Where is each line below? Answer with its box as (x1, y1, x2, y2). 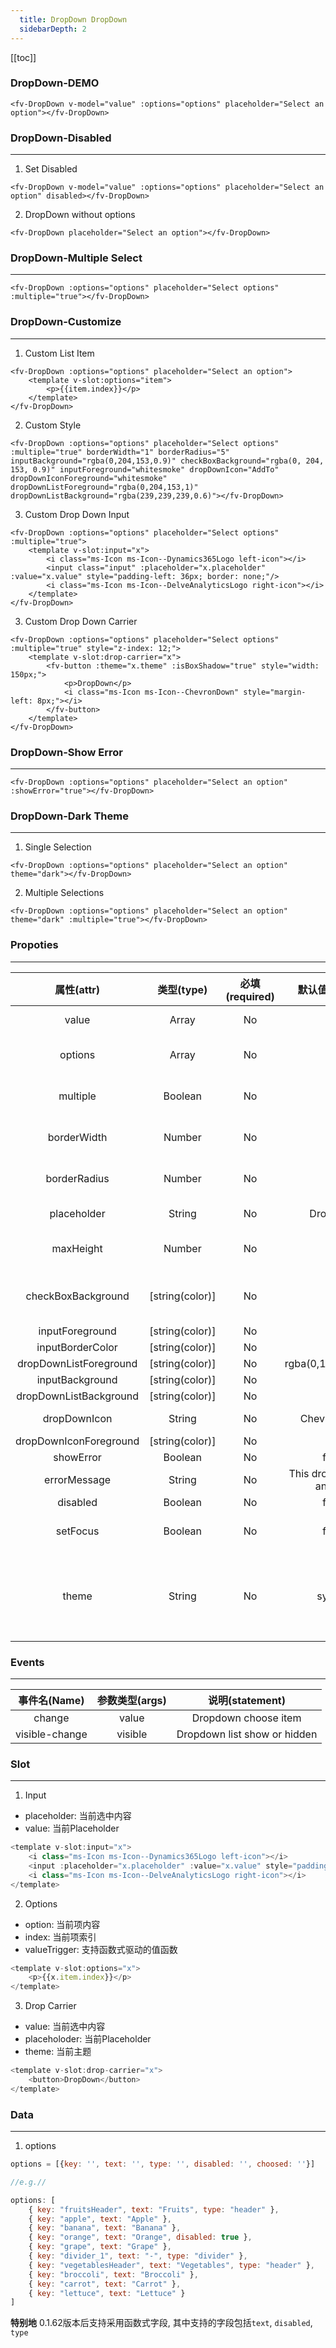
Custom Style (24, 419, 82, 431)
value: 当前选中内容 (24, 2021, 106, 2033)
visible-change (15, 1727, 88, 1741)
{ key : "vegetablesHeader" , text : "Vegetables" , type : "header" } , (28, 2260, 315, 2270)
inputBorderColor (36, 1340, 118, 1354)
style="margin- (243, 687, 307, 697)
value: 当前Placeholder (24, 1822, 120, 1835)
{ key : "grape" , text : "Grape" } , (28, 2242, 172, 2252)
